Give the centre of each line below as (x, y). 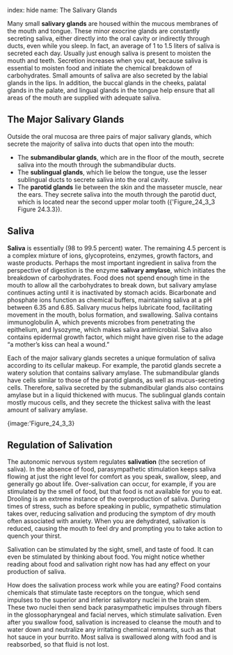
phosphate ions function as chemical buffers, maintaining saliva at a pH (110, 300)
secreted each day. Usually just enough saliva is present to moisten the (109, 53)
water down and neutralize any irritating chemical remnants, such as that (112, 630)
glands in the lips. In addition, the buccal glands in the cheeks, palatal (107, 83)
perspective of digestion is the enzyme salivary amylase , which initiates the (116, 270)
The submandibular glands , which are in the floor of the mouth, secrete (121, 157)
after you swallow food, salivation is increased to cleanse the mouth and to (114, 622)
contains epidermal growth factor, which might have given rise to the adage (115, 337)
